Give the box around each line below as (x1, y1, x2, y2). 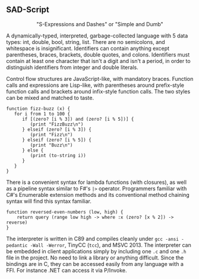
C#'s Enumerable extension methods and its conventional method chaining (6, 191, 190, 198)
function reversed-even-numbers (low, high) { (6, 209, 124, 215)
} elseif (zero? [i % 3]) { (21, 126, 92, 133)
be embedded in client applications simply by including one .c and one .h (6, 247, 187, 255)
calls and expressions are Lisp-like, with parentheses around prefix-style (6, 81, 184, 89)
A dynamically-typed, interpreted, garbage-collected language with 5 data (6, 32, 188, 39)
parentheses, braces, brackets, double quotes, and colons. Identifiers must (6, 51, 190, 58)
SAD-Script (6, 5, 49, 15)
